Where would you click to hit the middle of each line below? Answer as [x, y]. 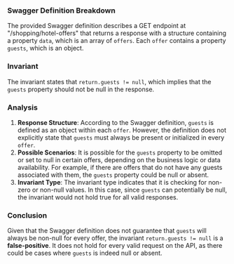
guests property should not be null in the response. [81, 89]
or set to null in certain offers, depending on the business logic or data [119, 159]
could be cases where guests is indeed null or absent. [85, 253]
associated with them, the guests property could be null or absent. [113, 175]
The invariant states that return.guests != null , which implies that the [109, 81]
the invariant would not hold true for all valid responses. [98, 197]
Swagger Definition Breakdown [61, 11]
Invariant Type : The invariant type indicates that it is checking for [112, 182]
